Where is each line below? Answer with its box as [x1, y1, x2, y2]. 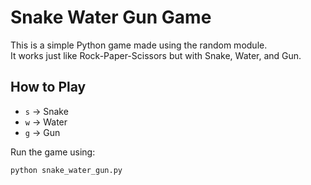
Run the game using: [10, 146, 96, 158]
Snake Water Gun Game [10, 6, 212, 29]
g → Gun [24, 126, 61, 138]
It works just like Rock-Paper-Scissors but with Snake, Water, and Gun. [10, 49, 302, 61]
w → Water [24, 116, 68, 128]
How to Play [10, 79, 87, 96]
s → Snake [24, 105, 69, 117]
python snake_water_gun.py [10, 165, 123, 175]
